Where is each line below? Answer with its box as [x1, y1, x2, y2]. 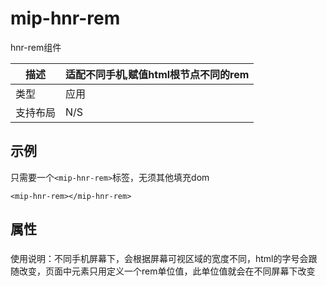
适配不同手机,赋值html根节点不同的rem [65, 67, 250, 81]
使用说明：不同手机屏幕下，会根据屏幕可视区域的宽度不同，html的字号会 [10, 253, 309, 265]
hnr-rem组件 [10, 41, 62, 53]
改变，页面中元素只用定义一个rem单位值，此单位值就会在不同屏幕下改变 [18, 265, 316, 277]
